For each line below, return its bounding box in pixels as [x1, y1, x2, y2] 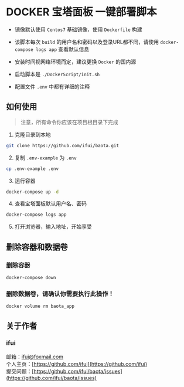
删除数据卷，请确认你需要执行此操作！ [6, 290, 114, 298]
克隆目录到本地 [14, 131, 51, 138]
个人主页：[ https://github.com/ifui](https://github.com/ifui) [6, 360, 148, 367]
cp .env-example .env [6, 165, 59, 172]
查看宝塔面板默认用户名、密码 [14, 200, 87, 207]
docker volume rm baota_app [6, 303, 75, 310]
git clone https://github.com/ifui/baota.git [6, 142, 119, 148]
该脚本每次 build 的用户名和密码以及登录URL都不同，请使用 [14, 38, 159, 45]
